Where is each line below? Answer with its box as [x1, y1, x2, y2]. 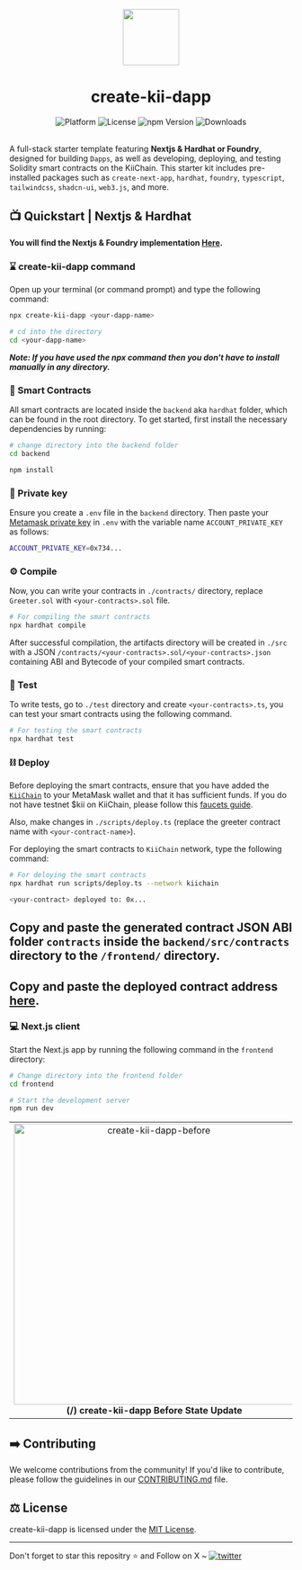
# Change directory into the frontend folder [9, 1071, 182, 1080]
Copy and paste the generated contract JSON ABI [9, 920, 293, 936]
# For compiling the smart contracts [9, 613, 151, 622]
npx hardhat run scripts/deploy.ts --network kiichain [9, 879, 219, 888]
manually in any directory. [9, 361, 111, 372]
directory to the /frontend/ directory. [9, 948, 220, 964]
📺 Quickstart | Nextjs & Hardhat [9, 209, 191, 224]
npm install [9, 465, 54, 474]
